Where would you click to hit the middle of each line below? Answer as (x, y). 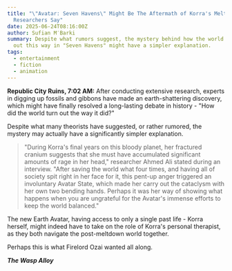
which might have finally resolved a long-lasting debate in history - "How (111, 106)
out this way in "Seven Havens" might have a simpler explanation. (113, 46)
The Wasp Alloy (30, 260)
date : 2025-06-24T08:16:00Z (48, 26)
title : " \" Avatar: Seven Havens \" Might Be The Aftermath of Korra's (109, 13)
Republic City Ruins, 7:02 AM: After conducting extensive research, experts (116, 91)
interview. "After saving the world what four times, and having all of (119, 169)
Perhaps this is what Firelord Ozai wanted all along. (80, 247)
